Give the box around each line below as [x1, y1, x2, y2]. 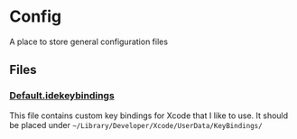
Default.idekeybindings [9, 89, 115, 102]
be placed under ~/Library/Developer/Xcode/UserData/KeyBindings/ [9, 119, 264, 130]
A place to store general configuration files [9, 36, 169, 47]
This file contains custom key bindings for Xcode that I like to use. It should [9, 110, 289, 121]
